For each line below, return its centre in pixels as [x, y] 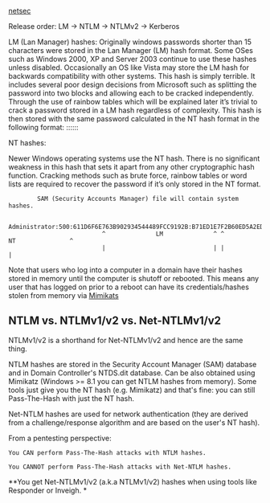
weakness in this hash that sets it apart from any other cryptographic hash [131, 167]
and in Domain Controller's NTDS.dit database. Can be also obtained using [132, 373]
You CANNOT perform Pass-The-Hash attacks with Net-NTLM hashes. [120, 467]
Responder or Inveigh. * [47, 490]
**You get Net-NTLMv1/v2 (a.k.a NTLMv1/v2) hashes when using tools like [133, 481]
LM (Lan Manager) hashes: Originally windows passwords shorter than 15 [130, 42]
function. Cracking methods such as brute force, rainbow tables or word [128, 176]
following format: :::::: [43, 127]
